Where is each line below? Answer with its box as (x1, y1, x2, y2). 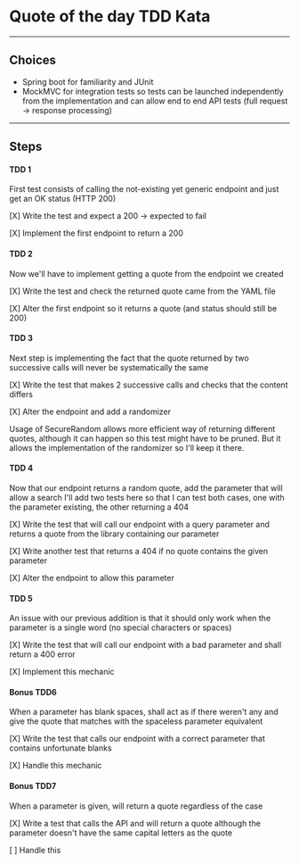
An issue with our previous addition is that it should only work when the (9, 613, 271, 624)
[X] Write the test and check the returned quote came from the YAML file (9, 286, 276, 296)
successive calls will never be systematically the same (9, 361, 209, 372)
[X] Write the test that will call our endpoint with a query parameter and (9, 519, 270, 529)
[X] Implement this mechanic (9, 667, 115, 677)
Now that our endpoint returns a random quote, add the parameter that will (9, 482, 283, 493)
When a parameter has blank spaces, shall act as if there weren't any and (9, 707, 279, 718)
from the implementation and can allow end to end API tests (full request (21, 96, 288, 106)
